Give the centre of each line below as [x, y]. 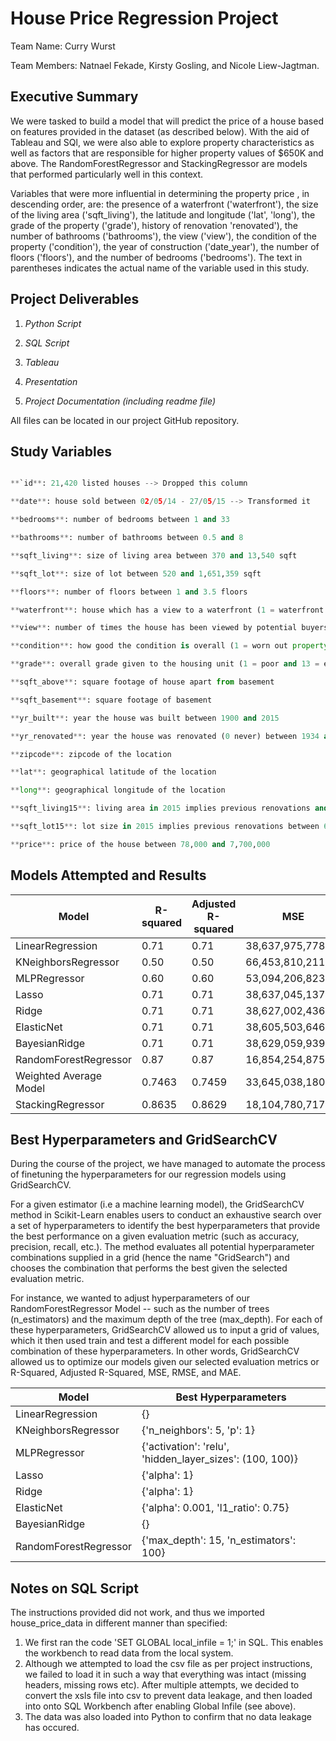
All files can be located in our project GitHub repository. [125, 420]
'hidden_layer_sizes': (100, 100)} [220, 1459]
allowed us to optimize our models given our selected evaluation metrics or [165, 1362]
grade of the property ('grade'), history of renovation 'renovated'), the [154, 225]
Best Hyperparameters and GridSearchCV [144, 1139]
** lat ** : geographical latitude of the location [113, 772]
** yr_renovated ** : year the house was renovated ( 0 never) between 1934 [165, 736]
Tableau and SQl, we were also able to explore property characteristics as [162, 142]
